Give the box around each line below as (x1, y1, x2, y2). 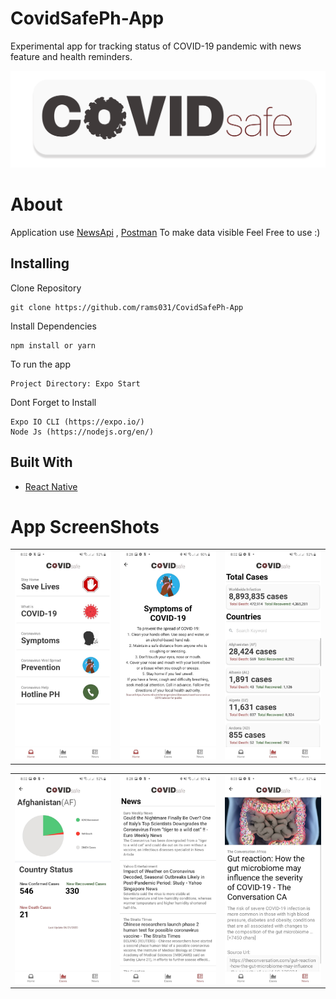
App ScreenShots (10, 515, 160, 538)
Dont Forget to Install (10, 396, 97, 408)
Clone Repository (10, 282, 82, 294)
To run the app (10, 358, 71, 370)
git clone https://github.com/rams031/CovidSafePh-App (10, 302, 244, 312)
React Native (24, 480, 78, 492)
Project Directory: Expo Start (10, 378, 141, 389)
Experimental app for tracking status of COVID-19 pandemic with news (10, 40, 302, 52)
